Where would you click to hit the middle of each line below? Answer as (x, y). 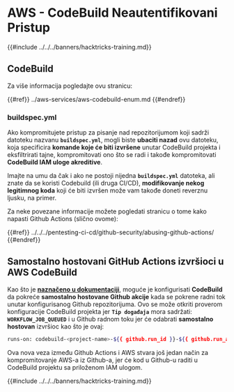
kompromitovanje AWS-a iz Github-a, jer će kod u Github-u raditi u (103, 360)
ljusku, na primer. (32, 198)
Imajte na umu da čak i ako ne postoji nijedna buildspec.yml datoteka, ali (111, 176)
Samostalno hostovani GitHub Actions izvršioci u (116, 262)
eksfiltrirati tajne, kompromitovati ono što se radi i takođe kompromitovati (112, 155)
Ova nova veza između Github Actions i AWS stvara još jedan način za (108, 352)
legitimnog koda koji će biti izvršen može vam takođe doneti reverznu (108, 190)
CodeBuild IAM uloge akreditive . (55, 163)
